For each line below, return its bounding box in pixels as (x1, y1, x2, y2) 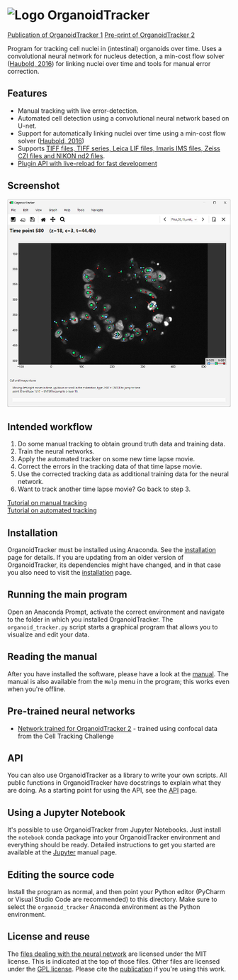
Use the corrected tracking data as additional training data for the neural (17, 470, 229, 478)
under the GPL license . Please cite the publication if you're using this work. (7, 964, 227, 973)
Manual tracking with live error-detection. (17, 106, 139, 115)
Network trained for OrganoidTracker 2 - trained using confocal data (17, 724, 218, 732)
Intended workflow (7, 421, 93, 433)
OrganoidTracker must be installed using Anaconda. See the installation (7, 546, 216, 554)
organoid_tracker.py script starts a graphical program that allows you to (7, 622, 218, 631)
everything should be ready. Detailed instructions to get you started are (7, 841, 216, 849)
